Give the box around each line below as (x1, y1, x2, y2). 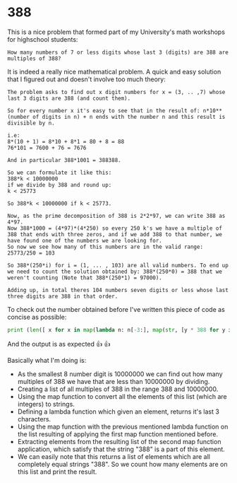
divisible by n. (7, 120, 55, 127)
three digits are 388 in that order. (7, 293, 119, 300)
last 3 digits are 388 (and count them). (7, 95, 131, 102)
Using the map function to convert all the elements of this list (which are (17, 392, 227, 400)
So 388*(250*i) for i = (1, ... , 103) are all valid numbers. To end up (7, 262, 229, 269)
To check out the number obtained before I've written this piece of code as (7, 305, 226, 313)
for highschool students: (7, 35, 78, 43)
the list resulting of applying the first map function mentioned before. (17, 429, 219, 438)
